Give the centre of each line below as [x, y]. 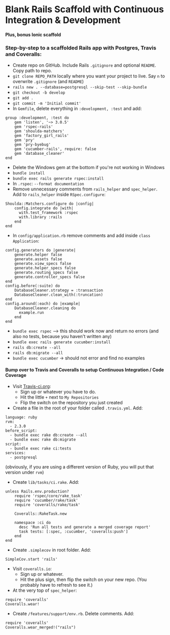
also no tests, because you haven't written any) [62, 337]
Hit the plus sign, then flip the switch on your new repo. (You [83, 579]
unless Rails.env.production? [37, 492]
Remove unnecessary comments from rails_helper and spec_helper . [85, 189]
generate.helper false [38, 255]
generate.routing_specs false [46, 273]
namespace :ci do [33, 523]
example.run [31, 313]
